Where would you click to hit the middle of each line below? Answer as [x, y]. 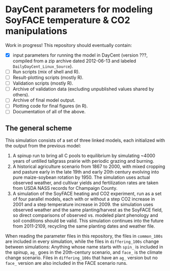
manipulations [36, 31]
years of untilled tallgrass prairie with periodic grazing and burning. [83, 161]
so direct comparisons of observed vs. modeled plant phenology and [85, 215]
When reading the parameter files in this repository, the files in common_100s [84, 236]
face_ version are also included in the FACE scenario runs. [66, 263]
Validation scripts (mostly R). [43, 83]
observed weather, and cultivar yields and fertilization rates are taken [86, 183]
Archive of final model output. [44, 100]
